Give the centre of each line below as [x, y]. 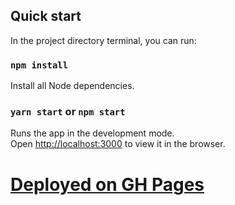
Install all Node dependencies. [72, 86]
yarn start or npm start [68, 112]
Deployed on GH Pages [107, 184]
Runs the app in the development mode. [92, 133]
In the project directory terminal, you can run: [103, 40]
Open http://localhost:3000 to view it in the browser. [118, 144]
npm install [39, 65]
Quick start [46, 16]
